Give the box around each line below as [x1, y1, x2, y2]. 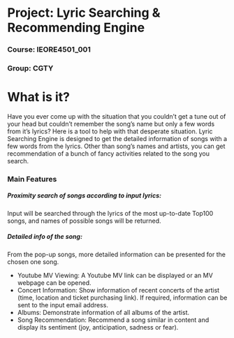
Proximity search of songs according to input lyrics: [7, 191, 162, 200]
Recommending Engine [7, 20, 145, 36]
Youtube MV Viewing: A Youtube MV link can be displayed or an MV [17, 271, 213, 279]
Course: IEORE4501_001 [7, 45, 91, 54]
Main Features [7, 174, 57, 184]
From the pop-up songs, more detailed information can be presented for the [7, 250, 226, 258]
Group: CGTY [7, 64, 54, 73]
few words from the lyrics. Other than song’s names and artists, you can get [7, 142, 226, 150]
